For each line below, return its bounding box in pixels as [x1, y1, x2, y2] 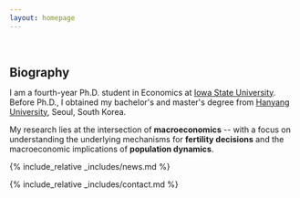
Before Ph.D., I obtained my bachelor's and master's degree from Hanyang [9, 97, 290, 108]
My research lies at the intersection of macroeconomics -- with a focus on [9, 124, 292, 135]
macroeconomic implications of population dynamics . [9, 143, 214, 154]
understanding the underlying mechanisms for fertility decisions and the [9, 133, 284, 144]
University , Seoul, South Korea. [9, 106, 127, 117]
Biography [9, 65, 70, 80]
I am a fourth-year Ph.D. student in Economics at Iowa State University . [9, 87, 276, 98]
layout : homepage [9, 13, 76, 23]
